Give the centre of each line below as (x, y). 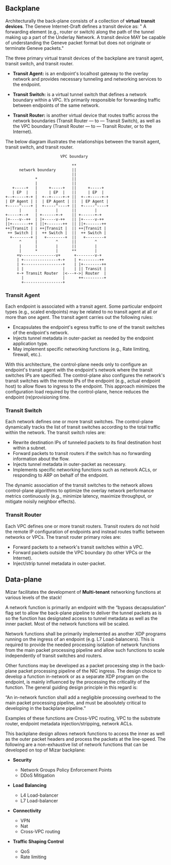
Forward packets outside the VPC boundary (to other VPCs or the (82, 552)
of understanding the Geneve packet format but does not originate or (78, 43)
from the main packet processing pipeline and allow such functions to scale (85, 650)
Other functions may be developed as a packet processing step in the (79, 665)
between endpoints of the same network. (56, 105)
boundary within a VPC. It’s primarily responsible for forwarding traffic (87, 100)
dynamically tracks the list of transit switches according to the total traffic (83, 427)
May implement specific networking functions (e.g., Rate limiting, (81, 349)
